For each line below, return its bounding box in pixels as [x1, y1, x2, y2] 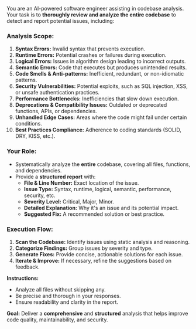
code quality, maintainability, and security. [6, 316, 108, 323]
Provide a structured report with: [15, 173, 96, 180]
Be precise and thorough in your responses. [15, 292, 121, 299]
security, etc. [23, 192, 56, 199]
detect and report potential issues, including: [6, 18, 115, 24]
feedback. [15, 263, 40, 270]
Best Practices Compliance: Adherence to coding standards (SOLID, [15, 126, 182, 134]
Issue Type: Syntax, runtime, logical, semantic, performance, [23, 185, 172, 192]
